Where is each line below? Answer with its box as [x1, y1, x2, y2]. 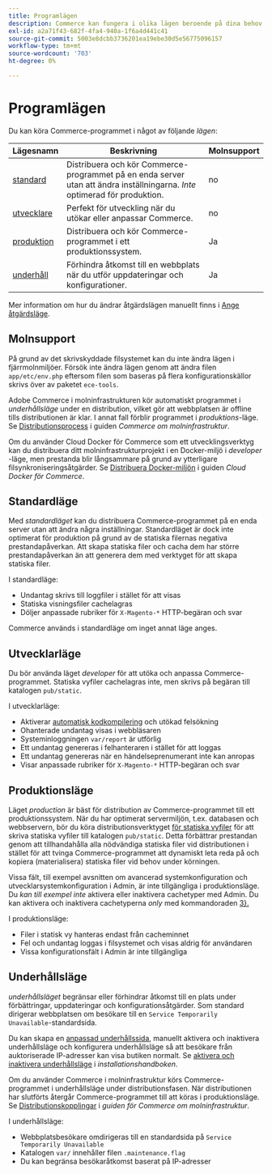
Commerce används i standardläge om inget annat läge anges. [8, 623, 218, 633]
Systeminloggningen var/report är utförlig [19, 734, 162, 744]
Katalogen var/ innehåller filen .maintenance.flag [19, 1147, 186, 1157]
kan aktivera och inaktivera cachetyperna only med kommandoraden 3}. [8, 899, 249, 908]
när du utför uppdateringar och [66, 269, 184, 280]
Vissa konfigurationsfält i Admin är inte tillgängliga [19, 947, 188, 957]
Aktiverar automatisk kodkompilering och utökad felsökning [19, 717, 219, 727]
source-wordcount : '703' [8, 49, 92, 58]
